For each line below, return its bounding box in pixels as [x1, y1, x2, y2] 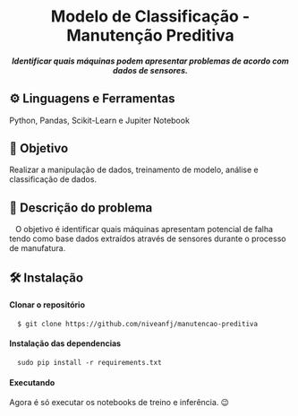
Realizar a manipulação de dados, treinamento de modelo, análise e [9, 164, 260, 176]
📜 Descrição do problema [9, 200, 153, 215]
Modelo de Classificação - [50, 6, 251, 27]
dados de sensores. [113, 65, 188, 75]
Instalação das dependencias [9, 338, 122, 349]
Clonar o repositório [9, 299, 85, 310]
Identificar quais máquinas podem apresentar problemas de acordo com [12, 56, 289, 66]
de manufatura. [9, 243, 66, 254]
